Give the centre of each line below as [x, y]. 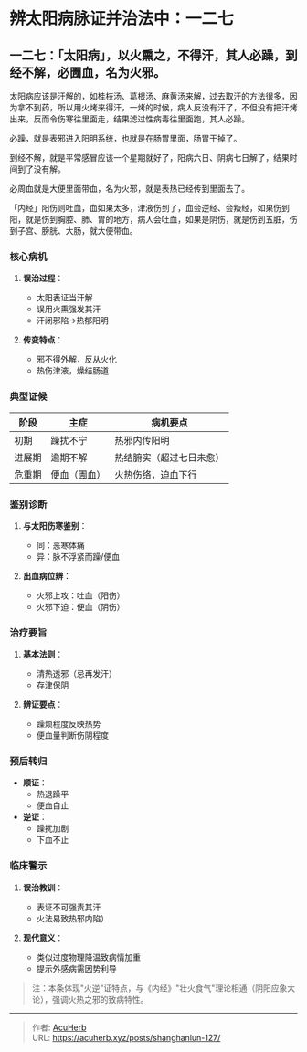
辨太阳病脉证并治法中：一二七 [122, 19]
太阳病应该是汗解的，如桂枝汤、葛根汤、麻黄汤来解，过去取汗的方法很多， [149, 96]
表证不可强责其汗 [69, 907]
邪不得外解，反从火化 [76, 359]
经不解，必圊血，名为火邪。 [88, 73]
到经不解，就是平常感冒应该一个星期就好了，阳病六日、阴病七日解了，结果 [149, 158]
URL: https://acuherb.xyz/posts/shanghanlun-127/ [126, 1037]
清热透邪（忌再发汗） [76, 674]
